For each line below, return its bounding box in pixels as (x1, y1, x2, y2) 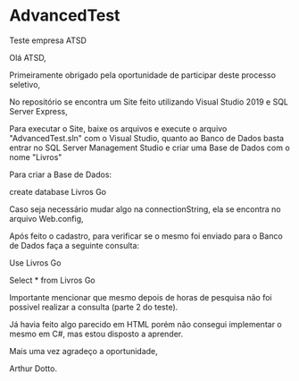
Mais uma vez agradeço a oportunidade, (9, 345, 158, 356)
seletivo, (9, 79, 41, 89)
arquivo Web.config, (9, 213, 84, 224)
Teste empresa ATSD (9, 35, 87, 46)
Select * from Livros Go (9, 275, 96, 285)
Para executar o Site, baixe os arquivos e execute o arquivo (9, 123, 228, 134)
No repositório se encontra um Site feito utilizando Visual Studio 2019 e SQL (9, 96, 288, 107)
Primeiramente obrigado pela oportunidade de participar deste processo (9, 69, 277, 80)
